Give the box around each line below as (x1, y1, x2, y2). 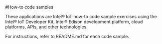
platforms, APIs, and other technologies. (5, 24, 88, 30)
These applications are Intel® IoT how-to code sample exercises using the (5, 14, 157, 19)
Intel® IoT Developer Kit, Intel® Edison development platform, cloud (5, 19, 143, 24)
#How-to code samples (5, 4, 54, 10)
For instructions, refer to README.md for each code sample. (5, 34, 130, 39)
